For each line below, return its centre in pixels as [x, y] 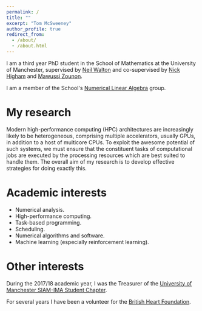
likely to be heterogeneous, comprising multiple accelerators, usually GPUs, [101, 136]
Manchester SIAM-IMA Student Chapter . [57, 290]
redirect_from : [25, 35]
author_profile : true [34, 29]
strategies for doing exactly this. [46, 168]
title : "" [19, 18]
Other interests [45, 266]
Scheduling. [30, 229]
